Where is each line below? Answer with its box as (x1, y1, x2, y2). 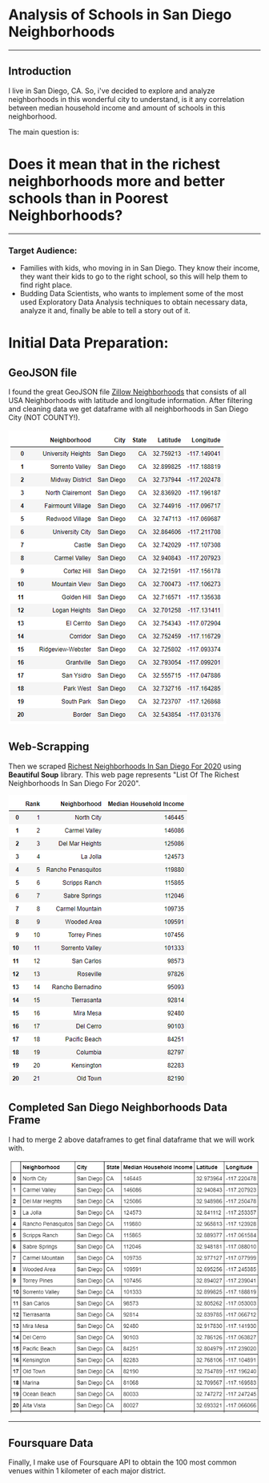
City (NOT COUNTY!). (8, 412, 81, 422)
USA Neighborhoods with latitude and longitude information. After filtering (8, 395, 253, 405)
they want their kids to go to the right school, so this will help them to (19, 271, 248, 281)
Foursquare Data (8, 1436, 94, 1450)
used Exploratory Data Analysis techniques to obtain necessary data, (19, 297, 248, 307)
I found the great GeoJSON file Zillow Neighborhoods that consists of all (8, 387, 247, 397)
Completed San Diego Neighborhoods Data (8, 1101, 228, 1114)
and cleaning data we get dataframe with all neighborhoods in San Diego (8, 404, 249, 414)
